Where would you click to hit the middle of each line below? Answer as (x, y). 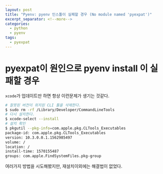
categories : (17, 24)
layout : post (19, 10)
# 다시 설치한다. (20, 114)
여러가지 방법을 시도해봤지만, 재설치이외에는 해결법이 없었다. (64, 166)
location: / (17, 147)
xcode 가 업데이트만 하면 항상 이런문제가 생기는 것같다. (57, 96)
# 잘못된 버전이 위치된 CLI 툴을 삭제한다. (43, 105)
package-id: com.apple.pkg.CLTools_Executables (56, 133)
